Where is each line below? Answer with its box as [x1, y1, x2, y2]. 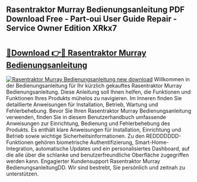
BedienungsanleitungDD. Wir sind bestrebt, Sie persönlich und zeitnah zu [6, 164, 186, 171]
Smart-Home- [135, 139, 169, 146]
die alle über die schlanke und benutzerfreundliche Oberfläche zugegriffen [6, 151, 189, 158]
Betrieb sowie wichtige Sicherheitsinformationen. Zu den [6, 133, 145, 139]
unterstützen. [6, 170, 39, 177]
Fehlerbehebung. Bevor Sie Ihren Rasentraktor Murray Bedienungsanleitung [6, 107, 192, 114]
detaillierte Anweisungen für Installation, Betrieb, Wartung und [6, 101, 158, 108]
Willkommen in [154, 76, 190, 82]
